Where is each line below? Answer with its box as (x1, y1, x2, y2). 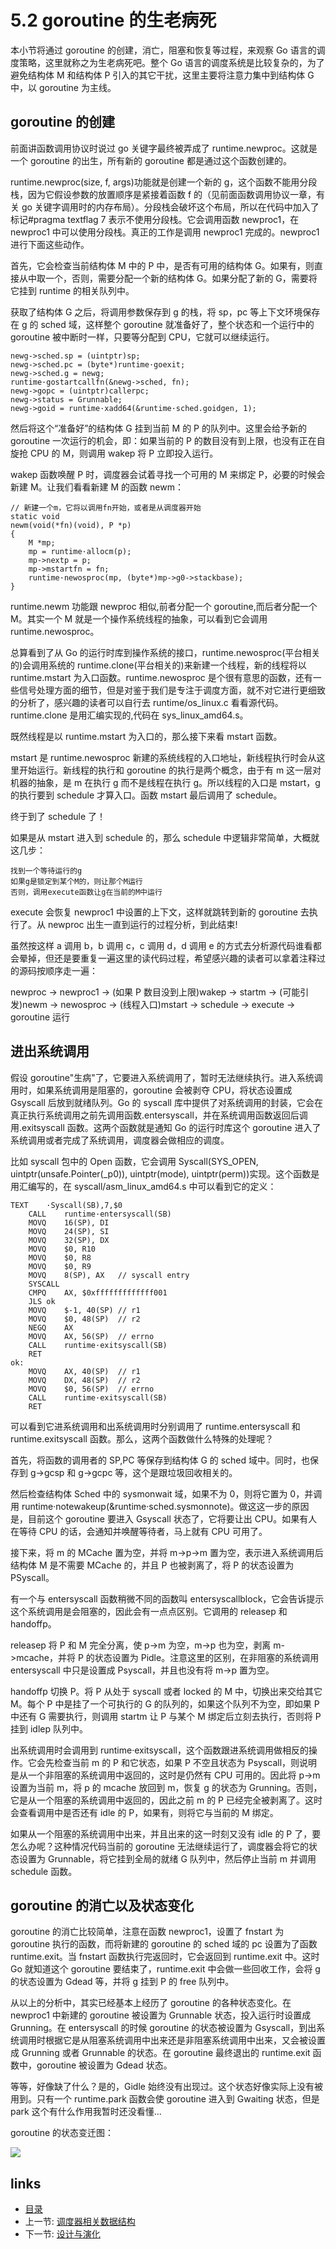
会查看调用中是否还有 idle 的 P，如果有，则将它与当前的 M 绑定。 (10, 1806, 279, 1818)
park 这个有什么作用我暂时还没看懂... (10, 2106, 162, 2118)
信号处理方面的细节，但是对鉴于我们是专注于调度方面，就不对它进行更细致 (18, 684, 326, 696)
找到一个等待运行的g (10, 866, 83, 876)
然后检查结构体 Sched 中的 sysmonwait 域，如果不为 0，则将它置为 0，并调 (10, 1487, 323, 1500)
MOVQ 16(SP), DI (28, 1217, 110, 1228)
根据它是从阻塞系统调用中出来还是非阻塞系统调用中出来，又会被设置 (44, 2034, 326, 2046)
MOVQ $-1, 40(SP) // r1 (28, 1305, 141, 1315)
